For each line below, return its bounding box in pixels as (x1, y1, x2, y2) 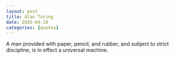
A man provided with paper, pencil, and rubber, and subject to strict (6, 40, 169, 47)
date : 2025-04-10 (6, 19, 49, 25)
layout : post (6, 8, 38, 14)
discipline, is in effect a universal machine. (6, 47, 108, 54)
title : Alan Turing (6, 14, 54, 20)
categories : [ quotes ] (6, 24, 59, 31)
